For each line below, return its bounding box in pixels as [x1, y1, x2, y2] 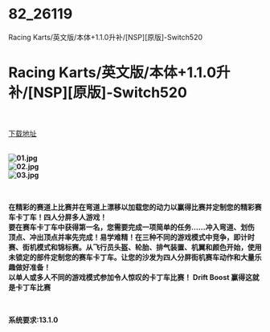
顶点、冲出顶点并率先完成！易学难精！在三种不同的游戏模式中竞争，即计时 [8, 232, 255, 241]
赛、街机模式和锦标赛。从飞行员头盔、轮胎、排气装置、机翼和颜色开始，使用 [8, 242, 262, 252]
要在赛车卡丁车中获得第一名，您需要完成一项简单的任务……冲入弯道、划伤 [8, 222, 256, 232]
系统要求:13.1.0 [8, 314, 59, 325]
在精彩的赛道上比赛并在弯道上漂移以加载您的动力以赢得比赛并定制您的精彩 [8, 202, 255, 212]
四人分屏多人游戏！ [43, 212, 107, 221]
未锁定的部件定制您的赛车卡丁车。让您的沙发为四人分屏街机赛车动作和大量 [8, 252, 255, 261]
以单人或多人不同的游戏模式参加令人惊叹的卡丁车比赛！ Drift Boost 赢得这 [8, 272, 253, 281]
